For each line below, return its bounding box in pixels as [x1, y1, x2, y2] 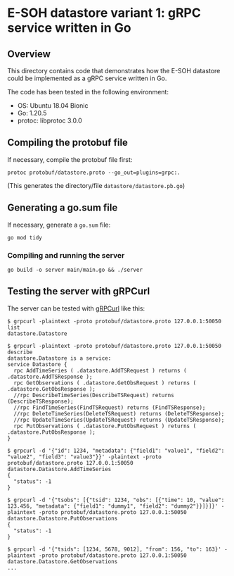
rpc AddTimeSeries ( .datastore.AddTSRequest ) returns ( [13, 367, 188, 374]
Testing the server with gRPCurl [7, 285, 150, 297]
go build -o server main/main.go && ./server [7, 266, 143, 273]
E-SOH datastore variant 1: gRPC [7, 5, 202, 21]
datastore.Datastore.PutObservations [7, 515, 118, 522]
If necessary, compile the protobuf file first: [7, 155, 133, 163]
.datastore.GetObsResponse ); [7, 385, 96, 392]
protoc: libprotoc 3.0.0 [17, 116, 82, 125]
